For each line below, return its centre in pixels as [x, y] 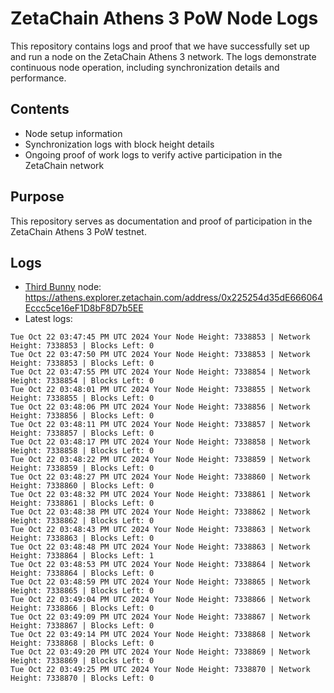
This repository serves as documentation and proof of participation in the [161, 221]
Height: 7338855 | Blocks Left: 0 [82, 398]
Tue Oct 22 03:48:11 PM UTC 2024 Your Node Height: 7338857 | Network [160, 425]
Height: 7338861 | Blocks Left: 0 [82, 503]
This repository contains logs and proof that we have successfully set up [160, 46]
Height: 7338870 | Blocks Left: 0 [82, 678]
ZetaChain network [64, 165]
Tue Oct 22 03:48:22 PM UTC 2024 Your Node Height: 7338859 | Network [160, 460]
